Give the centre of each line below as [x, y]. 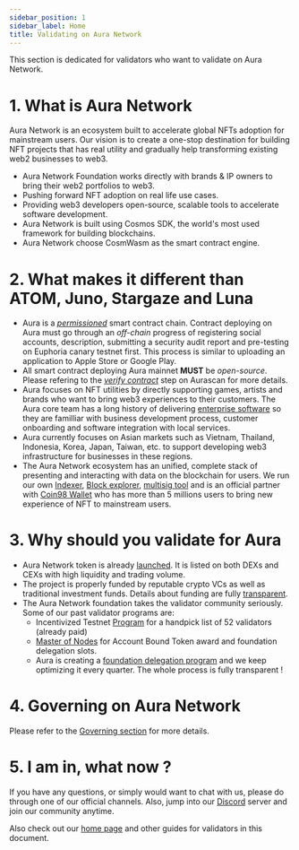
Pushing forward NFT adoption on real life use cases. [120, 195]
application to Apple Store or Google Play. [99, 361]
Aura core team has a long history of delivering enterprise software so [152, 409]
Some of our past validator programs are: [98, 613]
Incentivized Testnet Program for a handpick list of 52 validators [154, 622]
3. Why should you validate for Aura [145, 540]
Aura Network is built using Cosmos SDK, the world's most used [141, 224]
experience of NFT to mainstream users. [97, 504]
